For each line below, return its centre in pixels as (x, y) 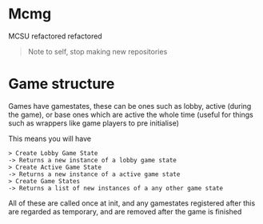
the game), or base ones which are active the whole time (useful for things (131, 114)
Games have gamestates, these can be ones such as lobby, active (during (130, 106)
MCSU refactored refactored (55, 36)
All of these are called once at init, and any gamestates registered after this (132, 203)
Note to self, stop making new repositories (98, 51)
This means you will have (50, 138)
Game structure (62, 84)
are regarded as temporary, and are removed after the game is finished (125, 211)
